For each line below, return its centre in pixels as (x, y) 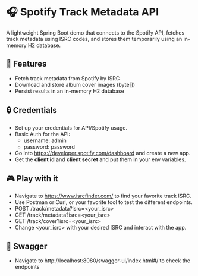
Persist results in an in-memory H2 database (70, 91)
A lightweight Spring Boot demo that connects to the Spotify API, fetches (95, 32)
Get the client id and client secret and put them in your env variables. (100, 159)
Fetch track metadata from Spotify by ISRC (67, 78)
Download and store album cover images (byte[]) (75, 84)
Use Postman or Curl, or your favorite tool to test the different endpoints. (104, 202)
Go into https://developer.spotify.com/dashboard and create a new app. (103, 153)
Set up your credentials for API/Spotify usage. (71, 128)
